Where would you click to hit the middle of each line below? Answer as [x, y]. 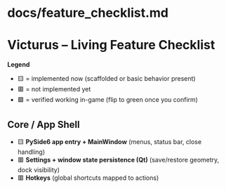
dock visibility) [38, 169]
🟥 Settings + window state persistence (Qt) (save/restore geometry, [118, 159]
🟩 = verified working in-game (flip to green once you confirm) [108, 100]
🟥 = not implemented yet [54, 89]
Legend [19, 65]
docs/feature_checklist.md [88, 13]
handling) [31, 152]
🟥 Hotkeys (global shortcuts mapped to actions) [88, 178]
